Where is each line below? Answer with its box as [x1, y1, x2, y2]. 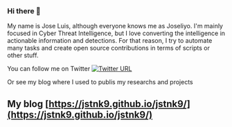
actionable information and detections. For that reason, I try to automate [7, 37, 213, 45]
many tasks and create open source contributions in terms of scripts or [7, 44, 210, 52]
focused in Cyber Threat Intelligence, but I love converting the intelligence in [7, 29, 226, 37]
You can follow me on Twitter [7, 65, 91, 73]
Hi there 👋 [7, 6, 42, 16]
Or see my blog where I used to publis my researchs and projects [7, 78, 193, 86]
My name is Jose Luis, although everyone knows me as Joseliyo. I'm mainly [7, 22, 224, 30]
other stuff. [7, 51, 39, 59]
